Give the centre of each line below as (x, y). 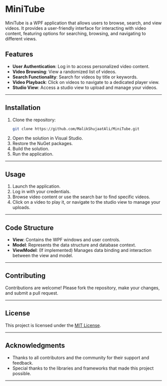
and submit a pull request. (32, 293)
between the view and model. (43, 256)
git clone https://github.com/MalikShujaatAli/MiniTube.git (76, 129)
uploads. (21, 208)
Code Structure (29, 228)
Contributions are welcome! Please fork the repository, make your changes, (83, 288)
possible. (22, 373)
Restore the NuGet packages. (42, 144)
